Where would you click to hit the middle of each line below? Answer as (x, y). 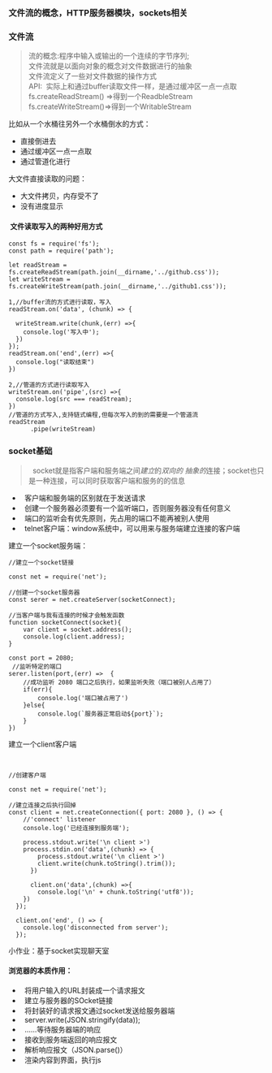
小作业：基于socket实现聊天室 (59, 950)
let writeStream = (39, 279)
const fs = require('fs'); (54, 244)
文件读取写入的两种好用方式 (56, 226)
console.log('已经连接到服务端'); (76, 828)
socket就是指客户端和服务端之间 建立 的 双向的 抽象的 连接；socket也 (145, 470)
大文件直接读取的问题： (47, 179)
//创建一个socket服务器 (44, 592)
